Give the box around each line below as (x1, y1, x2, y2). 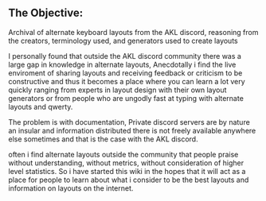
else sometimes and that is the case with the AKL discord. (8, 134, 198, 144)
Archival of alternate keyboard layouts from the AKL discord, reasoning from (8, 27, 259, 37)
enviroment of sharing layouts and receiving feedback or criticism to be (8, 68, 243, 78)
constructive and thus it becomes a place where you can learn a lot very (8, 76, 245, 86)
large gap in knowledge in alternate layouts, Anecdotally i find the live (8, 60, 237, 69)
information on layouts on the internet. (8, 183, 134, 193)
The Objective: (8, 6, 84, 20)
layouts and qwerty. (8, 102, 73, 111)
